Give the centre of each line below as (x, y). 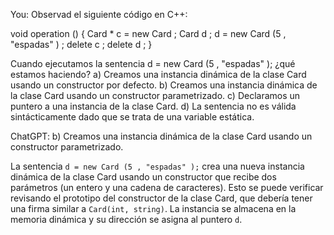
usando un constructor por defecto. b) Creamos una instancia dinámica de (164, 85)
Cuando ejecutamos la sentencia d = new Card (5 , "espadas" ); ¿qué (153, 63)
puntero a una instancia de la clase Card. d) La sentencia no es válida (153, 106)
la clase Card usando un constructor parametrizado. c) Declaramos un (155, 95)
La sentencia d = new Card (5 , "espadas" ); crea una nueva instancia (157, 166)
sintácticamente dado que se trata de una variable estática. (132, 117)
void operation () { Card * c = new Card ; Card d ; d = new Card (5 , (148, 33)
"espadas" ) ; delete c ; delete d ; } (81, 44)
